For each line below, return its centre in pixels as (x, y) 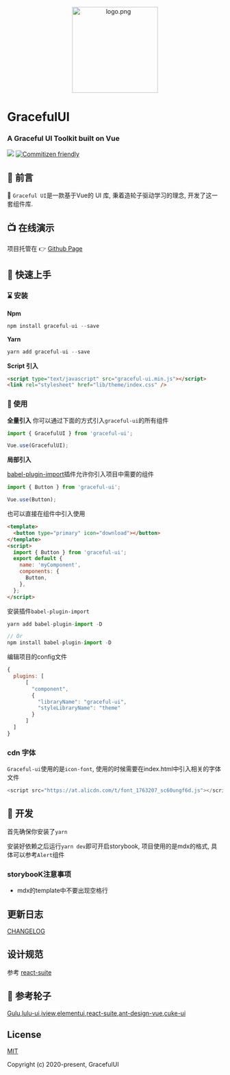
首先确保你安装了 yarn (37, 831)
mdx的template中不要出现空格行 (62, 891)
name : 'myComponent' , (50, 565)
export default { (38, 559)
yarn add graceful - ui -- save (49, 352)
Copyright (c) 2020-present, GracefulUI (63, 1065)
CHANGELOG (26, 931)
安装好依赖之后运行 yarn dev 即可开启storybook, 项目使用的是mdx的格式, (108, 846)
